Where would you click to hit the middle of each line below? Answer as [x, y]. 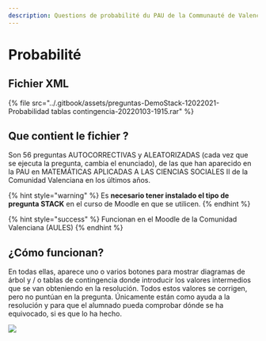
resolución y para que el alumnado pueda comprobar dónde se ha [116, 305]
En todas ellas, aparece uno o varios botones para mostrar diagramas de [127, 272]
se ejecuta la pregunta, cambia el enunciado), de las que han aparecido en [130, 164]
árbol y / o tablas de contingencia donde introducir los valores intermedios [130, 280]
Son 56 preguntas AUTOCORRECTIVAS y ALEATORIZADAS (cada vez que [128, 155]
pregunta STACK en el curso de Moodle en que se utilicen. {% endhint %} [129, 204]
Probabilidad [29, 111]
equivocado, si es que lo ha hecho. [65, 314]
